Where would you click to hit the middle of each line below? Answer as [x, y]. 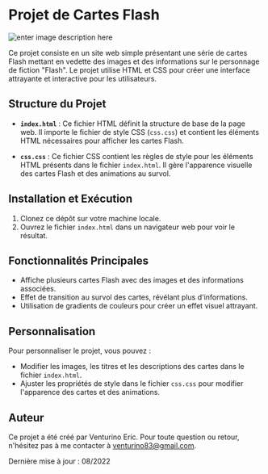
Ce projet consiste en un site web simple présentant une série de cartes [128, 52]
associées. [38, 289]
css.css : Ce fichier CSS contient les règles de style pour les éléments [136, 156]
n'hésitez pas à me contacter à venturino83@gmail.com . [103, 445]
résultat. [34, 235]
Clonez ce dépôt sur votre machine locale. [90, 218]
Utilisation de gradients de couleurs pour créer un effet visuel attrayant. [139, 306]
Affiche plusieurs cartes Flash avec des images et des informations [132, 280]
